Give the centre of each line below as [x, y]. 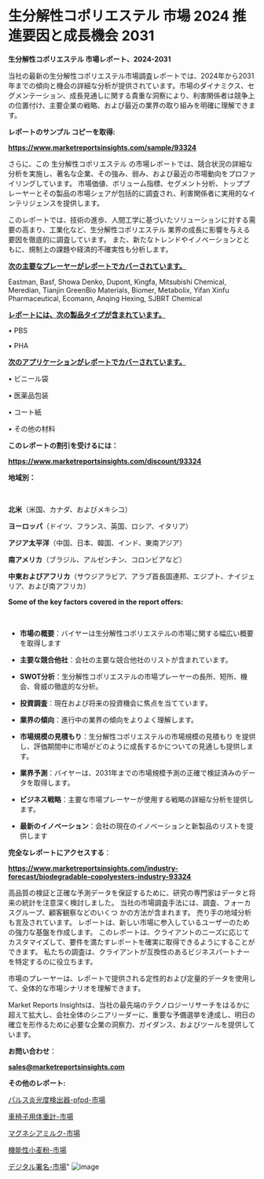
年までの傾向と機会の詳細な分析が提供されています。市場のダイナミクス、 [128, 85]
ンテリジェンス [32, 203]
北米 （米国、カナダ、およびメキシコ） [70, 509]
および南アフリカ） [59, 586]
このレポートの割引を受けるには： [63, 445]
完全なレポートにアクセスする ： [60, 852]
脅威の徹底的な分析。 [68, 686]
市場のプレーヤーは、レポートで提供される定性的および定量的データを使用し [132, 978]
